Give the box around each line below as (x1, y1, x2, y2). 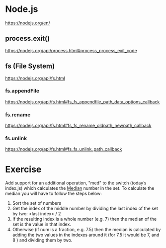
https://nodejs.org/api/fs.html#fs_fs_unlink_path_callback (5, 146, 122, 152)
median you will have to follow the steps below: (5, 190, 102, 197)
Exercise (5, 164, 42, 175)
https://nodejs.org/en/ (5, 20, 51, 26)
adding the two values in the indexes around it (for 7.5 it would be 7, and (12, 232, 160, 238)
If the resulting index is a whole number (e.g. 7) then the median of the (12, 216, 157, 222)
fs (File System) (5, 62, 55, 71)
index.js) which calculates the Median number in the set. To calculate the (5, 185, 155, 191)
